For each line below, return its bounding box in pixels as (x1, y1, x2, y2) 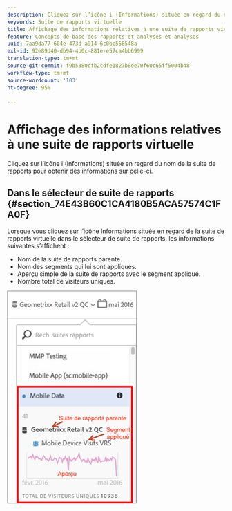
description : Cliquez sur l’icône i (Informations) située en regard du (7, 11, 221, 18)
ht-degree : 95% (7, 84, 51, 91)
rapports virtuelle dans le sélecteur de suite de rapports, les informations (7, 234, 215, 242)
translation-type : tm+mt (7, 55, 79, 62)
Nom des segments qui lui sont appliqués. (17, 263, 137, 270)
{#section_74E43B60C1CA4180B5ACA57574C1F (7, 198, 221, 210)
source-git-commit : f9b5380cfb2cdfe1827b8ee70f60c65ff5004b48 (7, 62, 190, 69)
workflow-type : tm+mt (7, 69, 70, 76)
